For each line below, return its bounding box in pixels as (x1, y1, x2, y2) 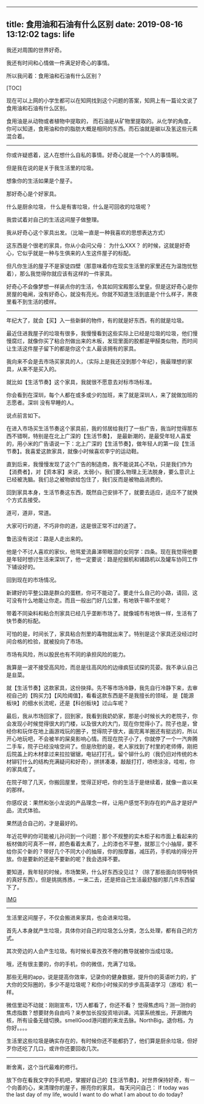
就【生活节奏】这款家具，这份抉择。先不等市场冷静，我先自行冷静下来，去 (6, 684, 192, 691)
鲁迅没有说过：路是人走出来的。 (6, 535, 86, 542)
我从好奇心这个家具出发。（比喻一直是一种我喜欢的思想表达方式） (6, 229, 169, 236)
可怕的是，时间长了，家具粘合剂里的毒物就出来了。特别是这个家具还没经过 (6, 630, 192, 637)
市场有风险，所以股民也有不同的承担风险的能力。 (6, 651, 129, 658)
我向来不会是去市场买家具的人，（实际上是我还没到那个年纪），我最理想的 (6, 357, 187, 365)
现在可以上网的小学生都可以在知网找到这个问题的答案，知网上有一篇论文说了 (6, 97, 198, 104)
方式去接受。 (11, 496, 44, 503)
